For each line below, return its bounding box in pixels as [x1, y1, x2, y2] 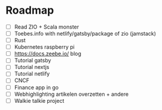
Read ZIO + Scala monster [14, 23, 80, 30]
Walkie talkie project [14, 97, 65, 104]
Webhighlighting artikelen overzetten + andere [14, 90, 129, 98]
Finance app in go [14, 84, 59, 91]
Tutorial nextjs [14, 64, 50, 71]
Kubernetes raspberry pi [14, 43, 75, 51]
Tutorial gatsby [14, 57, 51, 64]
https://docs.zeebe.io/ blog [14, 50, 82, 57]
